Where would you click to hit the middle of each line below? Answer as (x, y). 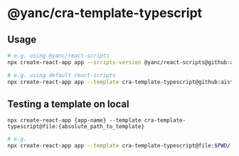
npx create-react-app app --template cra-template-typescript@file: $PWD (117, 146)
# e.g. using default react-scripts (62, 75)
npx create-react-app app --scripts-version (74, 62)
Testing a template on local (68, 104)
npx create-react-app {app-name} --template (74, 120)
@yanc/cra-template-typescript (105, 13)
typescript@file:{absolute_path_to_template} (76, 127)
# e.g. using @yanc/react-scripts (59, 56)
